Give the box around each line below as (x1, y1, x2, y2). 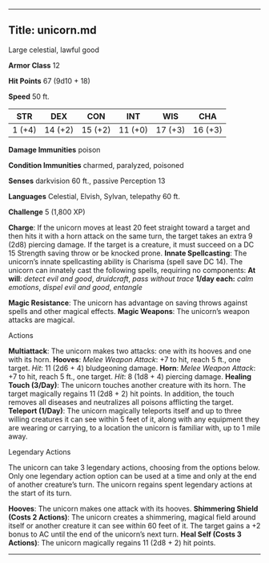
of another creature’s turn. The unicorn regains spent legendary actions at (8, 479, 253, 489)
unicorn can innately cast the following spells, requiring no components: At (8, 265, 256, 275)
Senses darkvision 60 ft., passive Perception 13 (8, 176, 166, 186)
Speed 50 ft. (8, 92, 50, 101)
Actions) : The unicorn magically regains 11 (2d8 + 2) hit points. (8, 537, 216, 547)
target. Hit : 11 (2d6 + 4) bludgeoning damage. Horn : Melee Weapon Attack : (8, 363, 256, 373)
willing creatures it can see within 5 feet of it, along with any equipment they (8, 414, 260, 424)
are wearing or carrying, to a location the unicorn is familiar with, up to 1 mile (8, 422, 261, 432)
